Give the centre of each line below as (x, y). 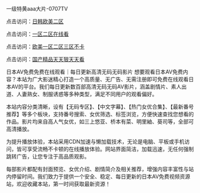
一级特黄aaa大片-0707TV (37, 9)
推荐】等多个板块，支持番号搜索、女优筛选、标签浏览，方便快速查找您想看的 (100, 114)
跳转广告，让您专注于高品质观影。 (48, 156)
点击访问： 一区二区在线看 (37, 34)
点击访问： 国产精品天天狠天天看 (45, 59)
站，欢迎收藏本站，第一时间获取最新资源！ (58, 184)
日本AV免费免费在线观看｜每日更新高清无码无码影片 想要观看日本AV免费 (95, 72)
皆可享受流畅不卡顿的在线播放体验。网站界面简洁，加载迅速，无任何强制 (105, 149)
